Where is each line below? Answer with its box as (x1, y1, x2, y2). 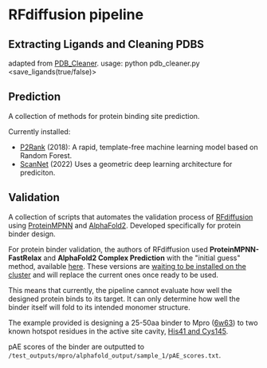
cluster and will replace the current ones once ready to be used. (8, 270, 219, 279)
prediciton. (19, 168, 56, 177)
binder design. (8, 229, 56, 239)
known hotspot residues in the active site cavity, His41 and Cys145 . (8, 326, 229, 336)
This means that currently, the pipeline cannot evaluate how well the (8, 285, 233, 295)
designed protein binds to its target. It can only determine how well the (8, 294, 241, 303)
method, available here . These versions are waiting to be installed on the (8, 261, 247, 271)
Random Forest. (19, 150, 73, 160)
